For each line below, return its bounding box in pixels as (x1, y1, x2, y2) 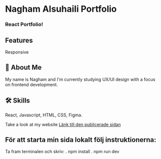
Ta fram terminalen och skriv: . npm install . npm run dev (5, 149, 120, 155)
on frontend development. (5, 81, 58, 87)
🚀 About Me (5, 63, 42, 72)
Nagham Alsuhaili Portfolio (5, 3, 117, 15)
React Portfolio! (5, 21, 43, 28)
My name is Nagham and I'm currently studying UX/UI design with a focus (5, 76, 156, 82)
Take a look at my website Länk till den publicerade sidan (5, 121, 121, 127)
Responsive (5, 49, 29, 55)
